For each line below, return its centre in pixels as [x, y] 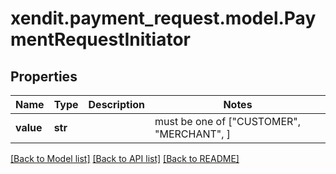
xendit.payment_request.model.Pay [163, 18]
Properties [44, 76]
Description [116, 104]
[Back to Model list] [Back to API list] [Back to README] [125, 158]
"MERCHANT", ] [193, 134]
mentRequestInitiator [101, 39]
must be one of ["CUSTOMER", [228, 121]
